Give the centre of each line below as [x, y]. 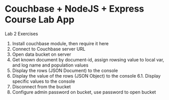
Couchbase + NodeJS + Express [75, 9]
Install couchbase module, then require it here [60, 43]
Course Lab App [40, 20]
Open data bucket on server [41, 54]
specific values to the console [44, 81]
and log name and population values [50, 65]
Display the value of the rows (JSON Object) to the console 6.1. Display [86, 76]
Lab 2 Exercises [22, 34]
